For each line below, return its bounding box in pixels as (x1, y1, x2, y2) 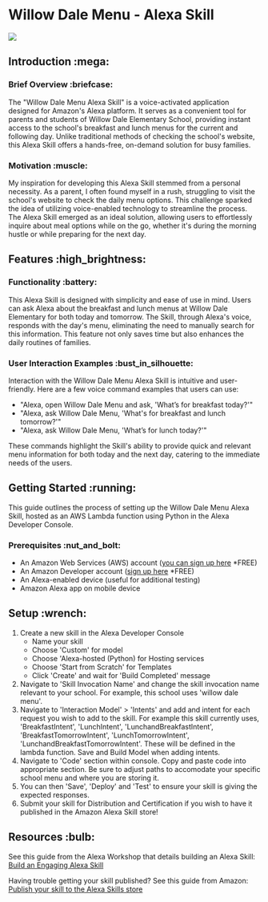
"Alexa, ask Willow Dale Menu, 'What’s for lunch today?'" (19, 425, 207, 435)
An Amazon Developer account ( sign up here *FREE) (19, 567, 194, 576)
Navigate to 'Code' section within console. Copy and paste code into (19, 756, 246, 766)
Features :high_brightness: (8, 253, 146, 266)
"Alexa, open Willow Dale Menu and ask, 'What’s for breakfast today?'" (19, 400, 254, 409)
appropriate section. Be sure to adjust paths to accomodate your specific (19, 764, 261, 774)
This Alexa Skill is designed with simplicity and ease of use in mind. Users (8, 295, 252, 304)
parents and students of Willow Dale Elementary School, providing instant (8, 114, 250, 124)
